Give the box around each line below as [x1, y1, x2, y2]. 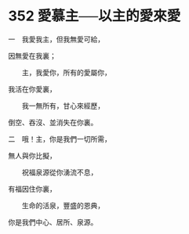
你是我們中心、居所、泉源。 [8, 217, 98, 227]
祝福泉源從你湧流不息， [21, 167, 98, 177]
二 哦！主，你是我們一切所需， [8, 134, 111, 143]
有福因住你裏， [8, 184, 56, 193]
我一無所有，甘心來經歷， [21, 101, 104, 110]
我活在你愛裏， [8, 84, 56, 94]
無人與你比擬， [8, 150, 56, 160]
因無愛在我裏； [8, 51, 56, 60]
